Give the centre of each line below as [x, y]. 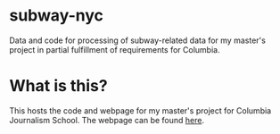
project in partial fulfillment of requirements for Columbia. [115, 49]
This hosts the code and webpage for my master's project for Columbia [140, 110]
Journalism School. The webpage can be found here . [107, 120]
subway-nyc [57, 16]
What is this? [59, 86]
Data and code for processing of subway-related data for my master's [137, 40]
